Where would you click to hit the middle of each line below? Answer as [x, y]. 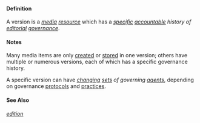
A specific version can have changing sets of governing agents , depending [100, 80]
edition [15, 113]
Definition [19, 8]
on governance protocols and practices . [56, 86]
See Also [18, 100]
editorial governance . [33, 28]
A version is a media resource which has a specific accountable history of [99, 22]
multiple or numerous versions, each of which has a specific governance [97, 62]
